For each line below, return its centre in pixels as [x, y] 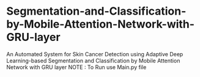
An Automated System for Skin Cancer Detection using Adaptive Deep [95, 54]
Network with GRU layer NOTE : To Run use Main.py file [76, 67]
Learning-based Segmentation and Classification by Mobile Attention [93, 61]
